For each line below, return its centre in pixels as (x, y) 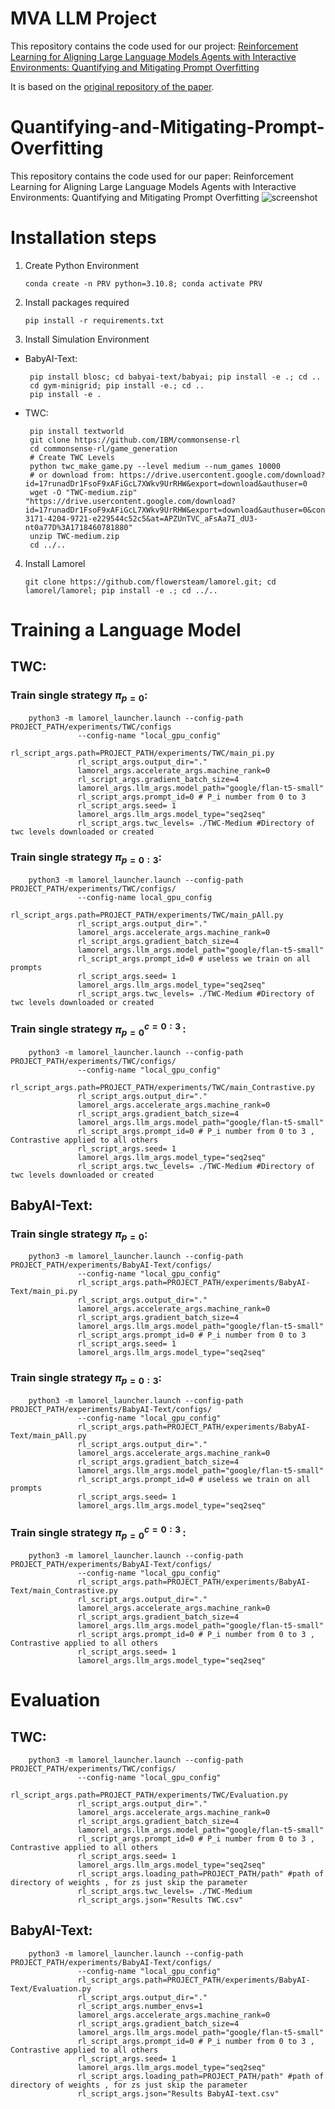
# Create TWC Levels (72, 457)
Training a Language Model (126, 630)
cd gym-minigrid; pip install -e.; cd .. (117, 385)
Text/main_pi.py (44, 1292)
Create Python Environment (81, 265)
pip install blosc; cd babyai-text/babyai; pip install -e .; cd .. (175, 377)
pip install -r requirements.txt (94, 320)
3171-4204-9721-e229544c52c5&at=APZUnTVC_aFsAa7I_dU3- (141, 518)
